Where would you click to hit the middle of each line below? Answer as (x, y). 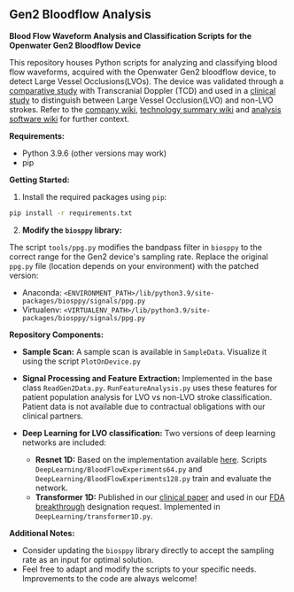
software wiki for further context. (70, 119)
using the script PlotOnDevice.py (81, 361)
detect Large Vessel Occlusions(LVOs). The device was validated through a (147, 81)
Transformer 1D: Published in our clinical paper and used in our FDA (160, 497)
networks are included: (64, 442)
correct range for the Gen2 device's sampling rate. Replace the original (139, 257)
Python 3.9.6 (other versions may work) (94, 153)
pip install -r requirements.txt (71, 213)
